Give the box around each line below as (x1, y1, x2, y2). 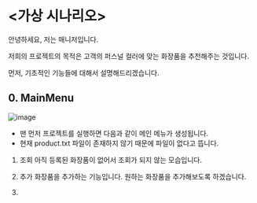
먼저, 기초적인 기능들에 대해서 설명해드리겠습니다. (8, 68, 160, 77)
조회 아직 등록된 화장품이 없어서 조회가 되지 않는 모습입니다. (19, 155, 203, 164)
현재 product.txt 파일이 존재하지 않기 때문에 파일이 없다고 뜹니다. (19, 138, 219, 148)
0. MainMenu (8, 91, 75, 105)
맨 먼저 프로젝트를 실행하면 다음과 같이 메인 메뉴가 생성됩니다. (19, 128, 209, 138)
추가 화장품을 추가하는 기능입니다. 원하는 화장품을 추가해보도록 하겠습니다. (19, 172, 247, 181)
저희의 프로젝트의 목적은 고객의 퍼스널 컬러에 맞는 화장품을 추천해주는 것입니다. (8, 51, 250, 61)
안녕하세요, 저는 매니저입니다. (8, 35, 99, 44)
